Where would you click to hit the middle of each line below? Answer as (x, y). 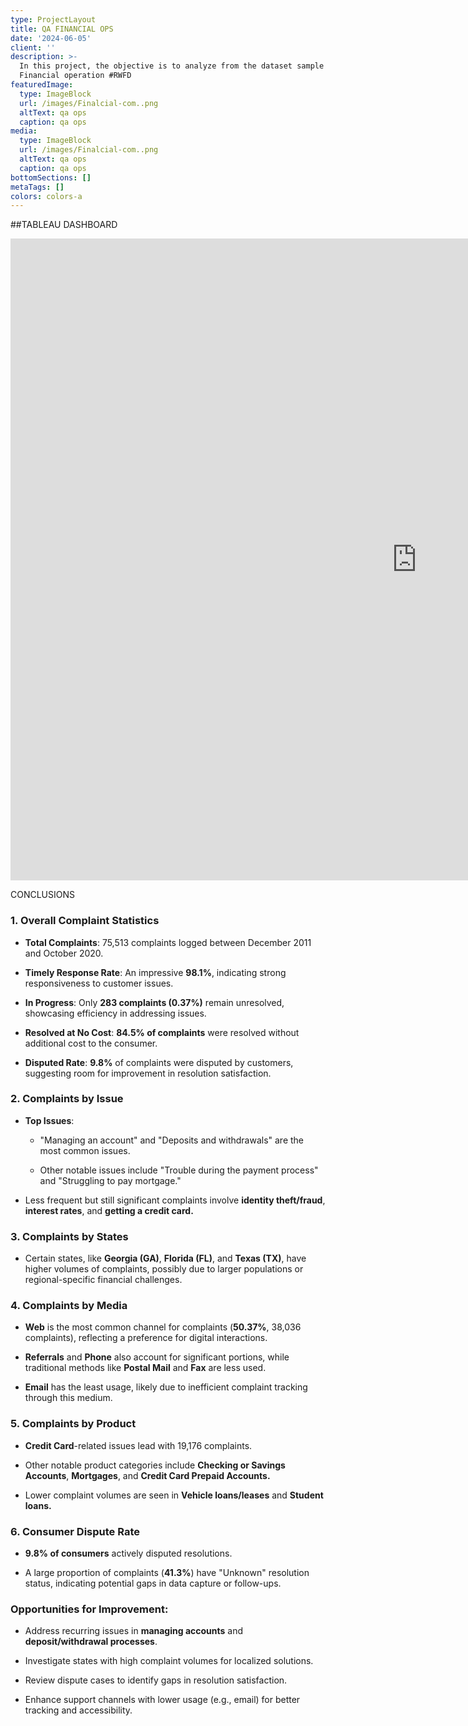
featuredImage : (42, 85)
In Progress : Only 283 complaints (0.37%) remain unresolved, (154, 1002)
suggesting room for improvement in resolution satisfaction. (148, 1073)
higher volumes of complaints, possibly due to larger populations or (164, 1269)
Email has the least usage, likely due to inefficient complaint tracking (166, 1387)
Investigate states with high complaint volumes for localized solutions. (169, 1661)
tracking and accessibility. (78, 1710)
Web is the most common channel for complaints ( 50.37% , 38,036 (163, 1327)
